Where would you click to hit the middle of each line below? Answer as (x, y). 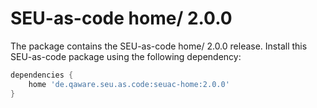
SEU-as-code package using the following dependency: (126, 56)
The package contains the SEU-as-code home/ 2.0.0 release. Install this (159, 46)
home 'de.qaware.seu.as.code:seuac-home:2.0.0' (129, 84)
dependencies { (42, 75)
